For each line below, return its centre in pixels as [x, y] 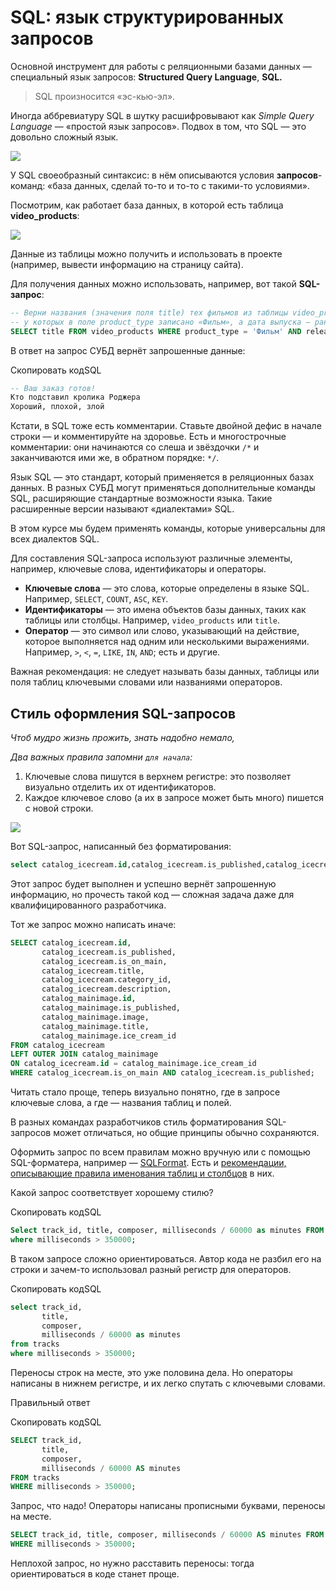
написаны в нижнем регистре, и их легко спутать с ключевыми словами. [168, 1383]
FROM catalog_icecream [57, 1045]
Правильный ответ [50, 1402]
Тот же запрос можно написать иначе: [93, 924]
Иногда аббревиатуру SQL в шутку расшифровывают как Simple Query [162, 115]
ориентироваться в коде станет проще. [95, 1574]
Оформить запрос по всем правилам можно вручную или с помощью [160, 1152]
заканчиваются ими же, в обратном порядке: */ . [115, 458]
